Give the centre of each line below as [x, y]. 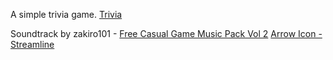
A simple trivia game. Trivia [66, 14]
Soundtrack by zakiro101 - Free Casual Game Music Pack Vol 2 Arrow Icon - [166, 33]
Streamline [32, 44]
